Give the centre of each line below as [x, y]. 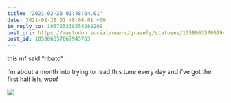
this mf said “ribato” [35, 58]
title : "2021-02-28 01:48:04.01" [55, 13]
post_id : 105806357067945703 [49, 39]
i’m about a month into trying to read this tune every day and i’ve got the [109, 72]
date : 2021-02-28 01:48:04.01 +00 [57, 20]
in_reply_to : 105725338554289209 [55, 26]
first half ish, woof [33, 79]
